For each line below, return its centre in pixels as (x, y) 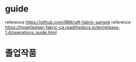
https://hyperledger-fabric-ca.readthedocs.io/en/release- (63, 27)
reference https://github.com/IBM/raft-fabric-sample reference (68, 22)
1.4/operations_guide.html (31, 32)
